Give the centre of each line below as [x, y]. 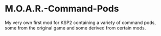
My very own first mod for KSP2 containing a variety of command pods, [80, 22]
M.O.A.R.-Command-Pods [62, 9]
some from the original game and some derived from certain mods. [75, 27]
